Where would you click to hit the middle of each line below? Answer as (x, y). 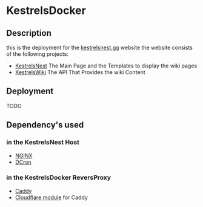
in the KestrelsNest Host (43, 142)
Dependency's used (45, 125)
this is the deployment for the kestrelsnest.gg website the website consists (99, 47)
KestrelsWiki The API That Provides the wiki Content (80, 72)
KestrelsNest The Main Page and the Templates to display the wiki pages (106, 66)
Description (29, 33)
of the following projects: (37, 54)
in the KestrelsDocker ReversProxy (58, 178)
